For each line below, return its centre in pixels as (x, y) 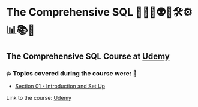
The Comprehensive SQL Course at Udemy (88, 56)
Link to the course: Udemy (39, 97)
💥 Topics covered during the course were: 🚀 (72, 73)
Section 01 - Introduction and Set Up (60, 86)
